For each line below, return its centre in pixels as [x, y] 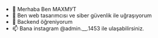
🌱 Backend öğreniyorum [42, 22]
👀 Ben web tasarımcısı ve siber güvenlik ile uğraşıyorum [82, 15]
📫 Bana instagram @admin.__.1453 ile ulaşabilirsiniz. [78, 28]
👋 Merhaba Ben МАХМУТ [44, 9]
